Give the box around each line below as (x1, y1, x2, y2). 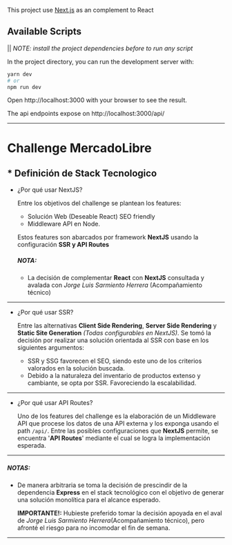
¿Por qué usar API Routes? (17, 399, 93, 407)
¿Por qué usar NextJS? (17, 186, 83, 194)
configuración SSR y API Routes (17, 241, 109, 249)
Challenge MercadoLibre (7, 140, 152, 156)
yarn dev (7, 70, 32, 78)
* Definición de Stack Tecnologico (7, 168, 157, 179)
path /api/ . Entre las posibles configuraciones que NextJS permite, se (17, 427, 219, 435)
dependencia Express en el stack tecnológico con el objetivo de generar (17, 488, 224, 497)
